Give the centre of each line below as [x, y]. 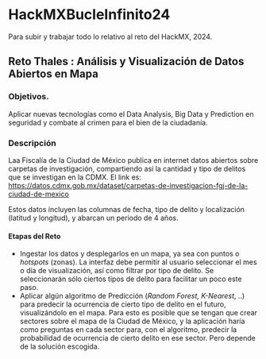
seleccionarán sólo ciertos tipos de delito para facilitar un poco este [131, 279]
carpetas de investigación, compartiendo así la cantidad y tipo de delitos [127, 168]
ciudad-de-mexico [39, 194]
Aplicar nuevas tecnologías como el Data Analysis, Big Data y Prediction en [131, 114]
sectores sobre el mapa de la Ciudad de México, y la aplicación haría [132, 321]
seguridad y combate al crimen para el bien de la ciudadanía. [108, 122]
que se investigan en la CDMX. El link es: [75, 177]
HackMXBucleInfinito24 [89, 15]
